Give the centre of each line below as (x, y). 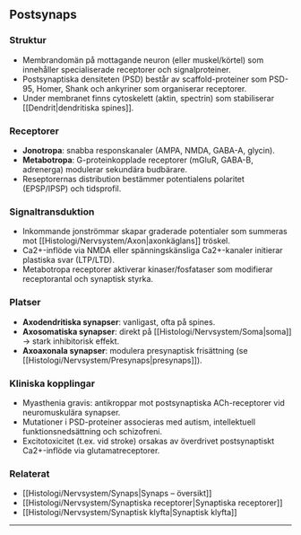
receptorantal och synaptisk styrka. (88, 279)
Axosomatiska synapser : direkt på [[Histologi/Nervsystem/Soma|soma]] (157, 331)
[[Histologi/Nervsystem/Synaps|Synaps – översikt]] (117, 494)
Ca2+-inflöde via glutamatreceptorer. (91, 450)
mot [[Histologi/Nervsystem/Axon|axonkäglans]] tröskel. (126, 241)
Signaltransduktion (52, 212)
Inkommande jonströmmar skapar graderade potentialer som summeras (155, 232)
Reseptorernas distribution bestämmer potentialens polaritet (133, 179)
